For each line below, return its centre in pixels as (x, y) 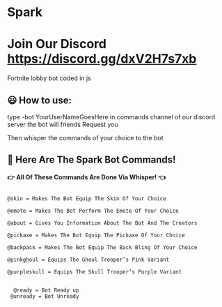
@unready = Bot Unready (45, 296)
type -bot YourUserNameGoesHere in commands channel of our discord (111, 117)
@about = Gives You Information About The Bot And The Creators (102, 223)
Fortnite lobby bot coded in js (49, 78)
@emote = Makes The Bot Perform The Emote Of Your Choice (93, 211)
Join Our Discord (57, 44)
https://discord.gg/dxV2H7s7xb (102, 59)
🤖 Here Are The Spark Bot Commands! (92, 160)
